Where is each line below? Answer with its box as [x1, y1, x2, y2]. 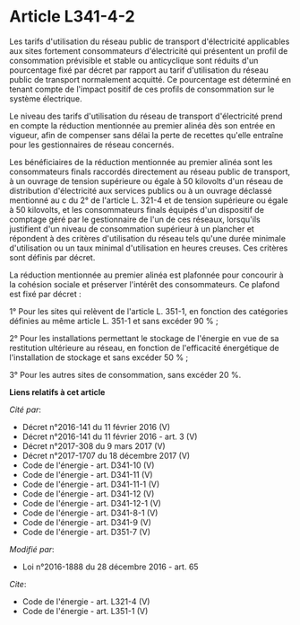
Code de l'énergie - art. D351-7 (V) [21, 526, 150, 537]
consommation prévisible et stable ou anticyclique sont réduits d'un [9, 55, 259, 66]
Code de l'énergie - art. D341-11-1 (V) [21, 479, 160, 489]
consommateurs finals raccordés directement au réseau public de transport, [9, 166, 291, 177]
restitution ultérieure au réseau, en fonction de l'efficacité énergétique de [9, 342, 279, 353]
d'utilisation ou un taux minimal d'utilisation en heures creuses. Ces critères [9, 242, 288, 253]
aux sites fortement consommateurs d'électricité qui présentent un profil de [9, 45, 288, 56]
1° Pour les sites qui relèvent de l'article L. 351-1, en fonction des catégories [9, 305, 288, 316]
